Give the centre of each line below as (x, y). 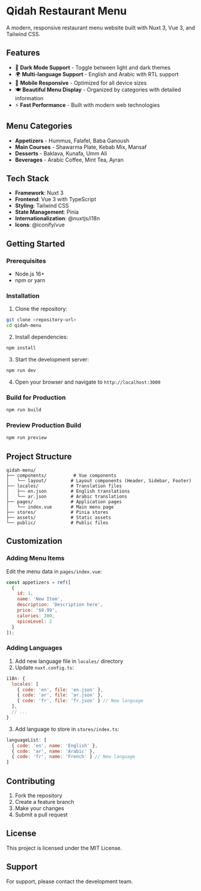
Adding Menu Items (35, 558)
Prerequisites (26, 261)
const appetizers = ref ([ (38, 582)
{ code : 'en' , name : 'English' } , (55, 746)
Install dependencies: (41, 337)
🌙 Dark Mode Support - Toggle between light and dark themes (93, 67)
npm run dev (21, 370)
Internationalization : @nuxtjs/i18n (57, 219)
